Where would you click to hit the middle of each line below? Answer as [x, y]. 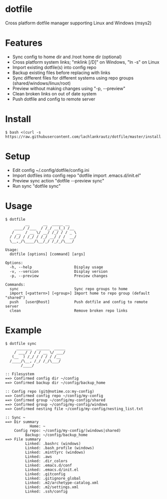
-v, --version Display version [59, 271]
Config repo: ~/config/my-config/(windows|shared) [68, 430]
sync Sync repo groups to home [69, 289]
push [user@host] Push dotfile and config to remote [79, 302]
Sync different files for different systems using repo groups [73, 78]
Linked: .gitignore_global [53, 478]
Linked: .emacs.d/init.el [52, 470]
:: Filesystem [20, 374]
